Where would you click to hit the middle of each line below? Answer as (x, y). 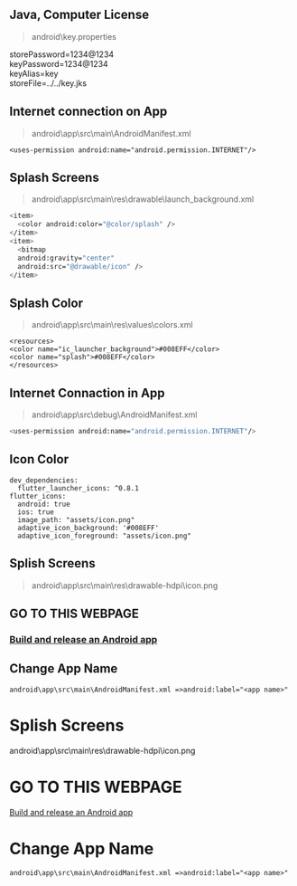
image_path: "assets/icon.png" (76, 519)
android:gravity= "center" (66, 258)
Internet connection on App (88, 112)
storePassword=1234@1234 (62, 54)
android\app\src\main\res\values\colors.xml (112, 325)
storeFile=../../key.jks (48, 83)
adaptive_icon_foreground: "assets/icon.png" (105, 536)
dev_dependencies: (44, 480)
